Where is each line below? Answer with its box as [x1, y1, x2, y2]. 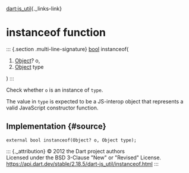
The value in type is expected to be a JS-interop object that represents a [6, 97, 184, 105]
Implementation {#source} [6, 121, 107, 131]
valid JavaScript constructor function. [6, 104, 99, 111]
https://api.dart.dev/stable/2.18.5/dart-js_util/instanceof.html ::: [6, 160, 159, 167]
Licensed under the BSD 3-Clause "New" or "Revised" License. [6, 154, 162, 161]
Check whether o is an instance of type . [6, 86, 103, 93]
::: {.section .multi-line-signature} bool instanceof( [6, 45, 129, 52]
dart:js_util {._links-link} [6, 5, 62, 12]
